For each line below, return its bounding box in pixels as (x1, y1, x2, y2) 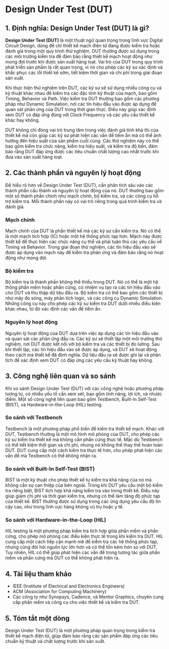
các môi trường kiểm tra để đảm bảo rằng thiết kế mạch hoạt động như (5, 53, 153, 59)
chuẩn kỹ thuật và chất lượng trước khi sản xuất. (5, 638, 106, 644)
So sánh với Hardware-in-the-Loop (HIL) (5, 517, 106, 524)
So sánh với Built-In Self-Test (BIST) (5, 465, 95, 472)
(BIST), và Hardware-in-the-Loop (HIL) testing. (5, 401, 103, 407)
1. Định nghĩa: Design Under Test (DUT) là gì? (5, 24, 149, 32)
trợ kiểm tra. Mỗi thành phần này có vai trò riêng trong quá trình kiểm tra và (5, 198, 162, 204)
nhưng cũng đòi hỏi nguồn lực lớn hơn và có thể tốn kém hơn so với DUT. (5, 544, 158, 550)
